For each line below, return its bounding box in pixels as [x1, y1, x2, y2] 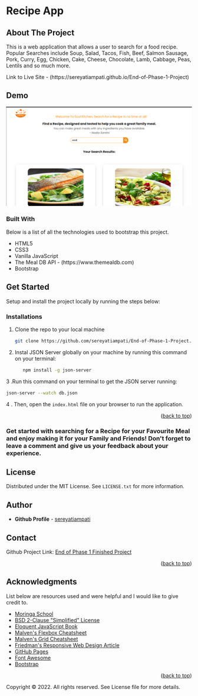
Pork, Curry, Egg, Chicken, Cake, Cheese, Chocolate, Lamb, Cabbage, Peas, [6, 56, 192, 63]
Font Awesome [14, 654, 51, 661]
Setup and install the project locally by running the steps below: [6, 298, 160, 305]
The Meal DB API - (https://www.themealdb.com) [14, 259, 134, 266]
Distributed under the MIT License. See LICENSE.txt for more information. [6, 483, 184, 490]
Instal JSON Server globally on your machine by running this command [14, 348, 187, 355]
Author [6, 500, 32, 510]
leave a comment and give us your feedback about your [6, 442, 169, 450]
